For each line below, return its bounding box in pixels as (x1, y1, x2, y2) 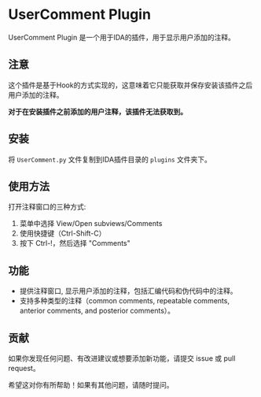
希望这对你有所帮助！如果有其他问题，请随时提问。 (8, 380, 174, 389)
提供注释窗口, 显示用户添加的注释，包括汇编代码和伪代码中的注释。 (19, 286, 237, 296)
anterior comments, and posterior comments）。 (19, 306, 175, 316)
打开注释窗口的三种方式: (8, 202, 86, 212)
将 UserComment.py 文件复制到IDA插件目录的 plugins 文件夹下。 (8, 154, 212, 164)
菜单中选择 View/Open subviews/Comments (19, 219, 163, 228)
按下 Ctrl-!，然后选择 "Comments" (19, 239, 131, 248)
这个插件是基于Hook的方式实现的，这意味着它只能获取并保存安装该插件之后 (8, 80, 253, 90)
